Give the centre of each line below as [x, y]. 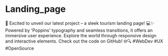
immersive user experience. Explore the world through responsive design [81, 35]
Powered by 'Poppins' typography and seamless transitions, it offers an [79, 30]
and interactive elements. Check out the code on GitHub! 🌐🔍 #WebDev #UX [84, 41]
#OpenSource [20, 48]
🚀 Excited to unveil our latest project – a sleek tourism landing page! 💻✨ [80, 23]
